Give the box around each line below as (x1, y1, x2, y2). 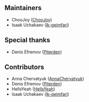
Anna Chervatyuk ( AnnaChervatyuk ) (11, 76, 85, 82)
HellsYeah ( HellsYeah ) (11, 86, 56, 92)
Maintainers (4, 4, 42, 12)
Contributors (4, 63, 44, 71)
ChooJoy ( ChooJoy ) (11, 17, 52, 22)
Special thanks (4, 36, 50, 44)
